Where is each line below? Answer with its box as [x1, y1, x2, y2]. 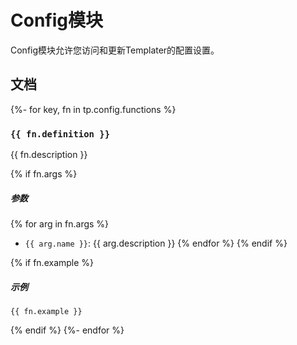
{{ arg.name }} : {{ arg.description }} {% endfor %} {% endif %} [24, 237, 288, 250]
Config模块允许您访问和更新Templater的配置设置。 [10, 44, 220, 56]
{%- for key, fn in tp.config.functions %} [10, 103, 177, 115]
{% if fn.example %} [10, 257, 95, 269]
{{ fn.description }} [10, 149, 88, 161]
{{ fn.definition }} [10, 128, 111, 140]
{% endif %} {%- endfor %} [10, 324, 125, 336]
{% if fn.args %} [10, 168, 78, 180]
